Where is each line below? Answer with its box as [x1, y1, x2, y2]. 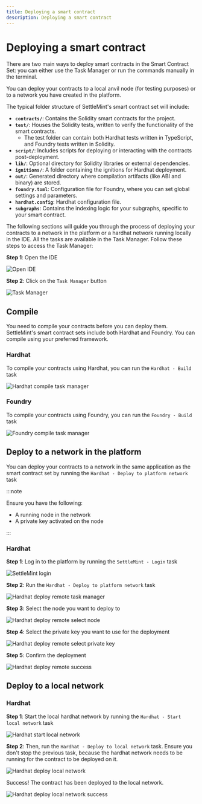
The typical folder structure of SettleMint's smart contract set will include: [6, 103, 190, 111]
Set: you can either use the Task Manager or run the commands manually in [6, 67, 195, 74]
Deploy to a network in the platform [6, 447, 142, 457]
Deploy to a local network [6, 681, 104, 691]
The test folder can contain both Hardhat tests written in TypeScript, [24, 134, 194, 141]
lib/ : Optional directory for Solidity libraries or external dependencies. [14, 160, 191, 167]
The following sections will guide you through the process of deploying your [6, 223, 195, 230]
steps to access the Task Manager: [6, 242, 93, 250]
